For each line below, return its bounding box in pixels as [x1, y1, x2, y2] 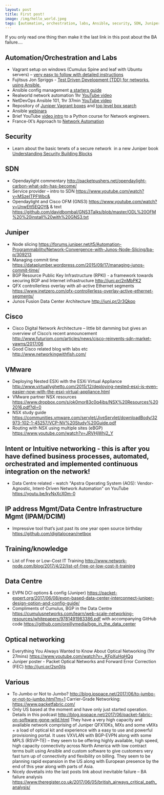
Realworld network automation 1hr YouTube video [12, 92, 112, 98]
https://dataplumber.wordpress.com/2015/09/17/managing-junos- [12, 262, 145, 268]
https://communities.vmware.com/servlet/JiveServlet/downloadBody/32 [12, 415, 158, 420]
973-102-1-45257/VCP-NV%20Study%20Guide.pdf [12, 420, 116, 426]
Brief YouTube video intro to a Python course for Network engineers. [12, 113, 150, 119]
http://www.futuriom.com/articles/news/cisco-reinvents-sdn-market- [12, 335, 152, 342]
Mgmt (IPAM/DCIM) [5, 512, 66, 521]
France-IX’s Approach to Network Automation [12, 118, 104, 125]
